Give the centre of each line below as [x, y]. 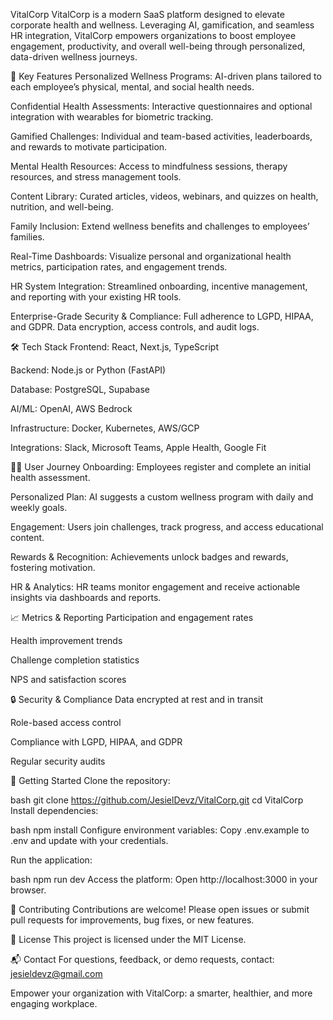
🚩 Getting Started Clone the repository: [90, 780]
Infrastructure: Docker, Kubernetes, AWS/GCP [105, 428]
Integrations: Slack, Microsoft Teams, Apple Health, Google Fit [138, 447]
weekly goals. [39, 507]
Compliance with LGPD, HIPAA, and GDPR [96, 742]
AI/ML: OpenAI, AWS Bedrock [71, 408]
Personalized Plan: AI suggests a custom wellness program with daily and [162, 497]
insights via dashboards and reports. [86, 597]
